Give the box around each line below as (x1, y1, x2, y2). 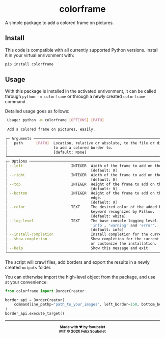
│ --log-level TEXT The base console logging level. (5, 218, 160, 223)
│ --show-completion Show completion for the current (5, 237, 160, 242)
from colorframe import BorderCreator (5, 288, 84, 293)
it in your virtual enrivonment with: (5, 52, 75, 58)
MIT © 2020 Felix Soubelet (59, 329, 106, 334)
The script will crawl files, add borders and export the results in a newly (5, 259, 150, 265)
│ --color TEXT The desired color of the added (5, 205, 157, 210)
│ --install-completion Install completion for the (5, 232, 148, 237)
